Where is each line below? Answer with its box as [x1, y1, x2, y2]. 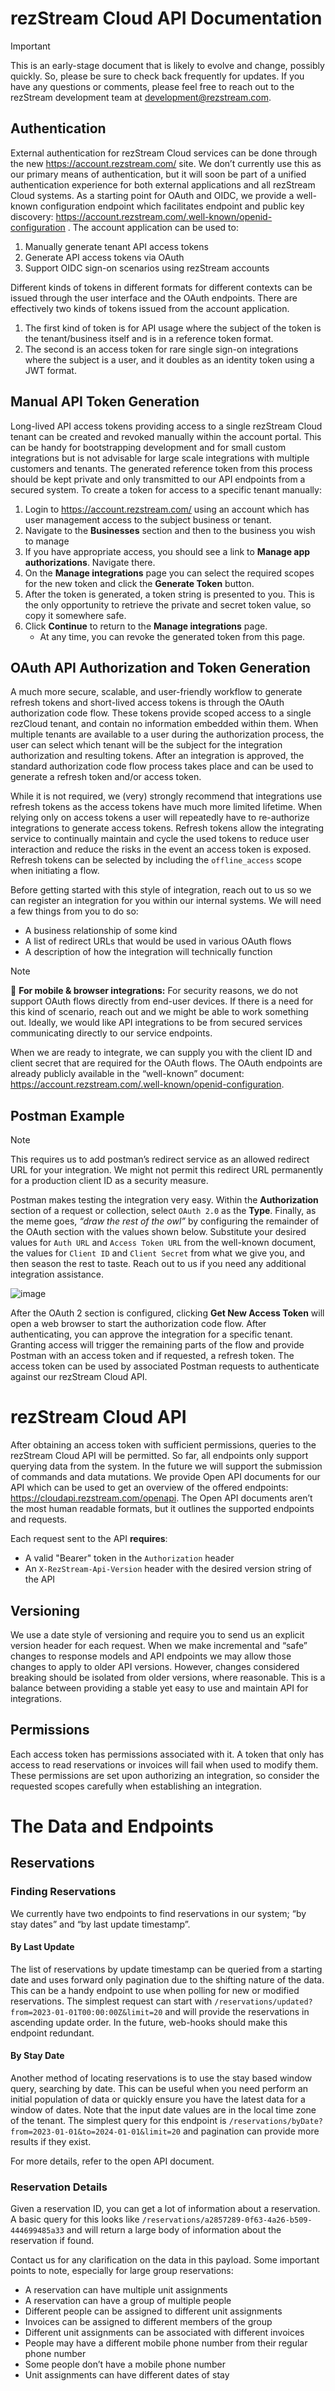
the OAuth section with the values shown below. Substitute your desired [10, 1226, 307, 1238]
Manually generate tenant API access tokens [24, 240, 209, 252]
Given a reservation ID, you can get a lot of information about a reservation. [10, 2203, 321, 2215]
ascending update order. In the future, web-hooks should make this [10, 2016, 288, 2028]
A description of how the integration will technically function [24, 946, 273, 958]
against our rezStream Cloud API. [10, 1371, 148, 1383]
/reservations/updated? [214, 1997, 313, 2007]
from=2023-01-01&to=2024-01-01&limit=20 [10, 2127, 182, 2137]
